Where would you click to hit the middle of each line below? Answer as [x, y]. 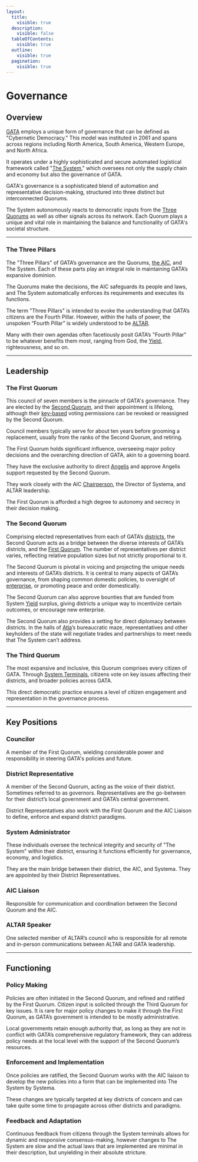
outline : [22, 50]
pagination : [26, 61]
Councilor [21, 739]
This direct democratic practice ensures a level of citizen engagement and [96, 692]
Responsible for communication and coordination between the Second [92, 903]
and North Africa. [27, 151]
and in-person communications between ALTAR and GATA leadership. [91, 944]
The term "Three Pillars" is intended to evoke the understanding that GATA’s [98, 310]
